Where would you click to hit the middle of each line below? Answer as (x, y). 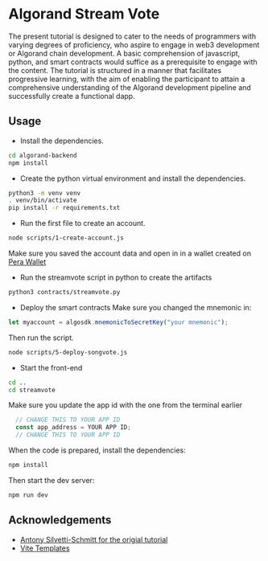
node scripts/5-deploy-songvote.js (68, 352)
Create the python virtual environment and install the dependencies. (133, 178)
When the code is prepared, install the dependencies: (97, 450)
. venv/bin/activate (43, 201)
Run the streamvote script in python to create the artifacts (116, 277)
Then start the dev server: (52, 480)
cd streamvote (32, 390)
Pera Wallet (27, 262)
